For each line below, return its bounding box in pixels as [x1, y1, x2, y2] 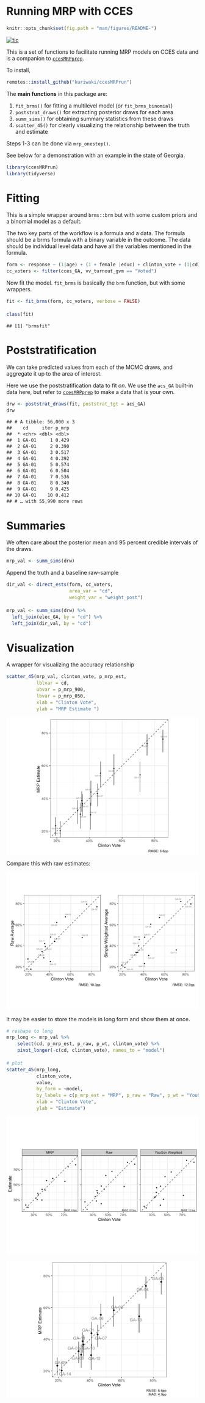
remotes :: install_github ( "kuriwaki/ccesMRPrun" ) [6, 79, 132, 85]
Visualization [6, 641, 74, 655]
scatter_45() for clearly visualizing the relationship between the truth [15, 121, 190, 129]
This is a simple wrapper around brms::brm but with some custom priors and [6, 211, 198, 219]
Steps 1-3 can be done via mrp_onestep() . [6, 139, 111, 147]
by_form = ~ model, [36, 1086, 84, 1092]
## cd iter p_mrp [6, 425, 70, 431]
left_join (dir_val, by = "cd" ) [12, 620, 92, 627]
